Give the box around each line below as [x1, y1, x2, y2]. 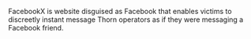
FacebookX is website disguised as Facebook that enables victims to [8, 7, 232, 16]
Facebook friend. [8, 23, 64, 32]
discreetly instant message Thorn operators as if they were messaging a [8, 15, 244, 24]
